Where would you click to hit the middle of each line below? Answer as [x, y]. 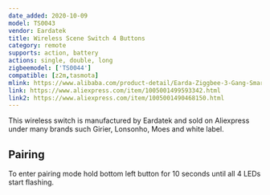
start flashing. [31, 182]
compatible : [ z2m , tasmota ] [53, 75]
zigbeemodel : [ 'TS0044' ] [50, 68]
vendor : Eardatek [37, 30]
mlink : [19, 83]
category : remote [37, 46]
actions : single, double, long [61, 61]
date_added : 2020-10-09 [48, 16]
